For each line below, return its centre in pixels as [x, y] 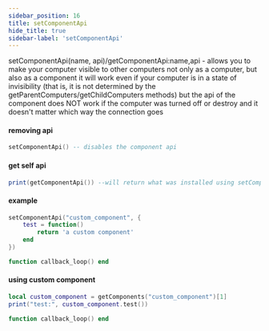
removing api [31, 130]
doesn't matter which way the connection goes [86, 112]
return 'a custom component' [86, 232]
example [23, 200]
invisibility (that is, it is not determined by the [82, 87]
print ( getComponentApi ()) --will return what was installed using [121, 182]
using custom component [52, 280]
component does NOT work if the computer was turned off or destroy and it [133, 103]
